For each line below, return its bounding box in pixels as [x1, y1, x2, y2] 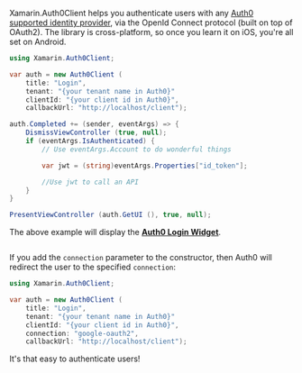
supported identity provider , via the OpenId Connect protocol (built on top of [9, 17, 293, 28]
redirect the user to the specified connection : [9, 261, 177, 273]
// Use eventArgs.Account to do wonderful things [41, 144, 232, 154]
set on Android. [9, 36, 67, 47]
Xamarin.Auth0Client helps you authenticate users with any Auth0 [9, 8, 254, 18]
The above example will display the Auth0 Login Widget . [9, 227, 222, 238]
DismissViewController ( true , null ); [25, 128, 168, 138]
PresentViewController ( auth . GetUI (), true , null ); [9, 211, 212, 220]
